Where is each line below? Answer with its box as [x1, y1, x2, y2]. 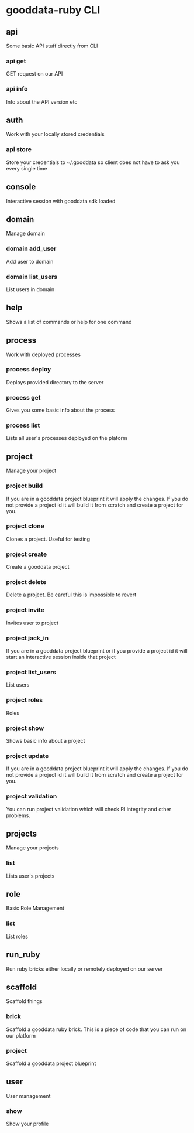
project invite [6, 606, 45, 614]
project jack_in [6, 634, 49, 642]
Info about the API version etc [6, 98, 78, 105]
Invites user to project [6, 619, 58, 626]
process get [6, 393, 41, 401]
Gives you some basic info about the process [6, 407, 115, 414]
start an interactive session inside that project [6, 654, 116, 661]
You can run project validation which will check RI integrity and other [6, 806, 171, 813]
